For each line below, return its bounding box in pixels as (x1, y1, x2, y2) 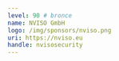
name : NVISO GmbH (7, 19, 65, 27)
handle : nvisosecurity (7, 41, 83, 49)
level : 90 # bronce (7, 11, 73, 20)
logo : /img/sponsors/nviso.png (7, 26, 112, 34)
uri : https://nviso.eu (7, 33, 83, 42)
